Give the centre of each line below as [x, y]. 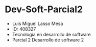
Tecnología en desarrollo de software [51, 34]
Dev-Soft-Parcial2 [44, 9]
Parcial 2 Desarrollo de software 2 [48, 40]
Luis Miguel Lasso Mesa [38, 24]
